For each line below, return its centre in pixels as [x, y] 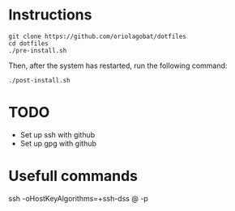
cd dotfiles [28, 43]
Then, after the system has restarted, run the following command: [118, 65]
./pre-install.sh [38, 50]
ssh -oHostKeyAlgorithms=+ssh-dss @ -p [78, 198]
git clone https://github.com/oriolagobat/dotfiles [97, 36]
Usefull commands [73, 176]
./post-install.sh [39, 80]
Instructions [50, 15]
